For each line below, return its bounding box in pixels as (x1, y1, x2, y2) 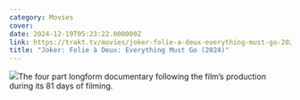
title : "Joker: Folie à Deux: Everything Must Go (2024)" (9, 46, 229, 55)
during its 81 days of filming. (9, 81, 113, 91)
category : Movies (9, 12, 74, 22)
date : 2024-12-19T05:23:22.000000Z (9, 29, 142, 38)
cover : (9, 21, 34, 30)
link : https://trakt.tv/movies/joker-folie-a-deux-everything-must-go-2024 (9, 37, 297, 47)
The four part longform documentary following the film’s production (18, 72, 266, 82)
